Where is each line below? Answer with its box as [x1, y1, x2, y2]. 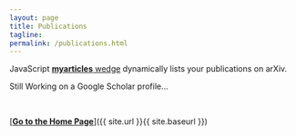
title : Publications [9, 22, 88, 31]
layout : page [9, 13, 59, 23]
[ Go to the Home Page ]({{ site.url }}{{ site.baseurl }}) [9, 116, 208, 127]
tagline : [9, 30, 43, 39]
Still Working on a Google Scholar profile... [9, 81, 168, 92]
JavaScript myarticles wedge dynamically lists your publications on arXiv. [9, 63, 288, 74]
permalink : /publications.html [9, 38, 128, 48]
